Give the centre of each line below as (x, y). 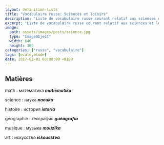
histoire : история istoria (30, 109)
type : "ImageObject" (30, 37)
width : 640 (20, 41)
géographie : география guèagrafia (41, 119)
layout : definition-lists (31, 9)
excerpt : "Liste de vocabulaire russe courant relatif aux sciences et (79, 23)
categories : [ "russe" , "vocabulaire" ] (44, 50)
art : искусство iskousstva (32, 137)
